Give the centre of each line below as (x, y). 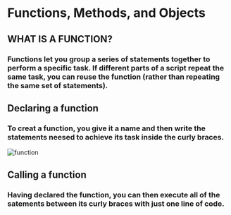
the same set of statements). (58, 85)
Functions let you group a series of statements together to (109, 59)
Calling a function (47, 174)
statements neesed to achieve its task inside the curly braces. (115, 137)
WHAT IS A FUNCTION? (60, 39)
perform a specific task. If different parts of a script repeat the (115, 68)
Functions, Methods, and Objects (106, 13)
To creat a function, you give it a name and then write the (106, 128)
